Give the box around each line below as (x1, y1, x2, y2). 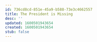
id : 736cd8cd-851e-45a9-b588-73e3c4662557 (5, 7, 93, 12)
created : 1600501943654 (5, 25, 54, 30)
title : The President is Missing (5, 12, 73, 16)
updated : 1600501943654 (5, 20, 54, 26)
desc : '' (5, 16, 23, 21)
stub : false (5, 29, 29, 34)
